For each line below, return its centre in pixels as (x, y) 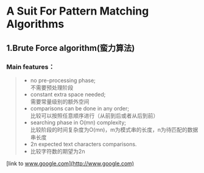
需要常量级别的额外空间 (60, 101)
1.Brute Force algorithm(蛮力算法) (71, 48)
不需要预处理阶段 (52, 87)
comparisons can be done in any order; (80, 108)
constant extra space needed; (68, 94)
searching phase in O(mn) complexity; (78, 122)
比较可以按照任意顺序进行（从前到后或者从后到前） (94, 115)
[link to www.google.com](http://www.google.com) (70, 163)
